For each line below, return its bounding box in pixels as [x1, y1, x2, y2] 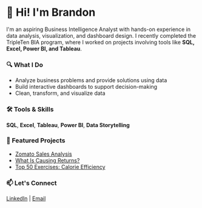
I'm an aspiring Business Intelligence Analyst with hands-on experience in [6, 26, 191, 33]
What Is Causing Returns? [15, 156, 80, 164]
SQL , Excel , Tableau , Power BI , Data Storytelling [6, 121, 130, 128]
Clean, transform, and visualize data [15, 89, 106, 97]
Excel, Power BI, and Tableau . [6, 45, 82, 52]
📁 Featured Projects [6, 136, 66, 145]
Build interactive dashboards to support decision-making [15, 83, 158, 91]
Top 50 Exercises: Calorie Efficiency [15, 163, 106, 170]
